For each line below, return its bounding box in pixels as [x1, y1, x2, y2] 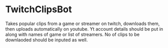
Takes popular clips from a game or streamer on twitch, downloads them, [5, 20, 160, 27]
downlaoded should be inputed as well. [5, 37, 88, 43]
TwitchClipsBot [5, 4, 72, 15]
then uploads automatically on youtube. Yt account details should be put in [5, 26, 163, 32]
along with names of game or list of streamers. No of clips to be [5, 31, 140, 37]
